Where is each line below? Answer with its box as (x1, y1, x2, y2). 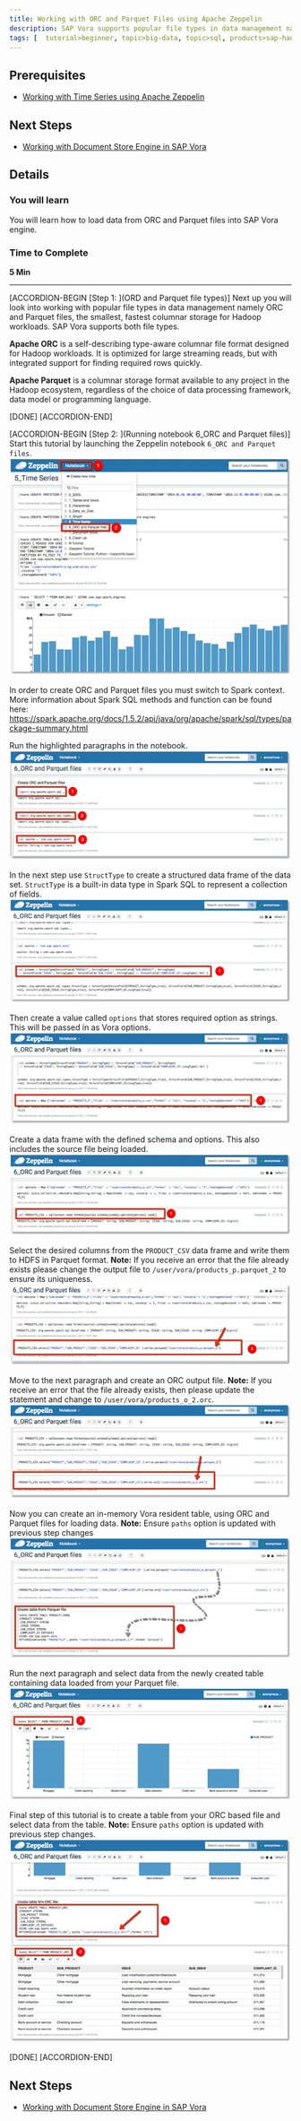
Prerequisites (9, 67, 86, 82)
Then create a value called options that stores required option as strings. (9, 1012, 279, 1023)
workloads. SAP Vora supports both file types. (9, 321, 180, 332)
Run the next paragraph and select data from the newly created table (9, 1668, 264, 1679)
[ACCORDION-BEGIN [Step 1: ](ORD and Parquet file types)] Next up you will (9, 292, 292, 303)
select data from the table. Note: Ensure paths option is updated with (9, 1820, 264, 1831)
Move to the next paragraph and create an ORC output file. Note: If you (9, 1374, 272, 1385)
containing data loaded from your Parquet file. (9, 1677, 179, 1689)
